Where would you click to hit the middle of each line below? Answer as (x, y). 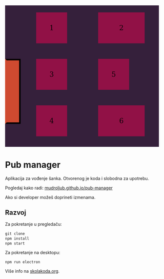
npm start (15, 244)
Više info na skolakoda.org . (32, 271)
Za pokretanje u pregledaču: (33, 224)
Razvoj (16, 212)
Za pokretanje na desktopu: (33, 253)
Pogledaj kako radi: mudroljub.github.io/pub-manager (59, 188)
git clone (15, 234)
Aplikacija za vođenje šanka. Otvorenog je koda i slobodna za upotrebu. (77, 178)
